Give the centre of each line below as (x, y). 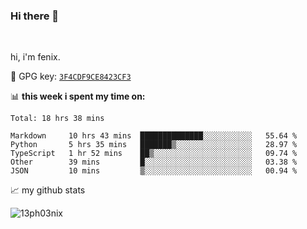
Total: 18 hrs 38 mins (57, 119)
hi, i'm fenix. (35, 57)
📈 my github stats (48, 190)
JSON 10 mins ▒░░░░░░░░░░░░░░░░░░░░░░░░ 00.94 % (154, 171)
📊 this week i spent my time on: (78, 96)
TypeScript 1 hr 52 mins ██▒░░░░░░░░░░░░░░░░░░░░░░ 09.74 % (154, 154)
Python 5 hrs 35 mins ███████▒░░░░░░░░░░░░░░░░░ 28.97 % (154, 145)
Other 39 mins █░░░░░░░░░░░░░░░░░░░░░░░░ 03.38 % (154, 162)
